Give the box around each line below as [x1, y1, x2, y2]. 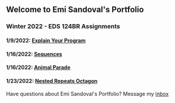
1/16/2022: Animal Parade [6, 64, 70, 71]
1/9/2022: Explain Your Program [6, 36, 86, 44]
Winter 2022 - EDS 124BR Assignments [6, 22, 120, 31]
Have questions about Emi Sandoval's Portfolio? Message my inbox [6, 91, 169, 98]
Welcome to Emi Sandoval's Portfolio [6, 5, 144, 15]
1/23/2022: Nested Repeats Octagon [6, 77, 98, 84]
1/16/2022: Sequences [6, 50, 63, 58]
